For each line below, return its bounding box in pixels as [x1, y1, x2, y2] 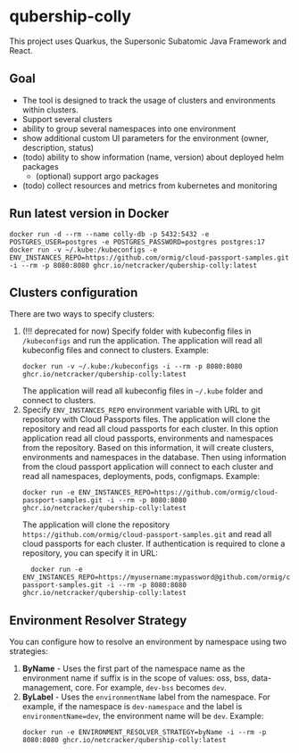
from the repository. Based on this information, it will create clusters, [21, 443, 274, 453]
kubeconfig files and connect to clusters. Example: [21, 345, 210, 356]
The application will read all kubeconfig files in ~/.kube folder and [21, 385, 263, 396]
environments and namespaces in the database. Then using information [21, 452, 287, 463]
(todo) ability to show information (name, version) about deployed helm [21, 152, 284, 162]
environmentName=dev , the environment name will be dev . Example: [21, 711, 264, 722]
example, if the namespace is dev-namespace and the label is [21, 701, 243, 712]
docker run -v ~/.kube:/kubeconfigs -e [9, 245, 158, 254]
